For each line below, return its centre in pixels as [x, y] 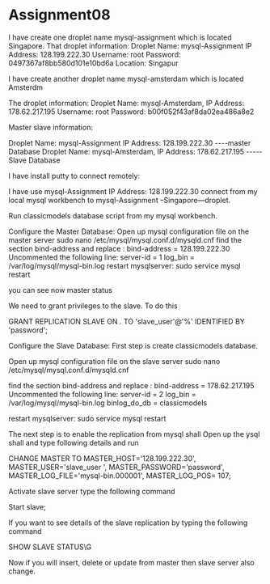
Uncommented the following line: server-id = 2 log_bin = [102, 394]
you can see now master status [61, 290]
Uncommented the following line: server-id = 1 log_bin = [102, 257]
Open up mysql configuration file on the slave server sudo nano [114, 361]
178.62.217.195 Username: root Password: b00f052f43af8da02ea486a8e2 [131, 112]
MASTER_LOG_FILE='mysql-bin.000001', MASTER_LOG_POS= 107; [120, 476]
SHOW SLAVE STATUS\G [50, 547]
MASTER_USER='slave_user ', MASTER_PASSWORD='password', [116, 467]
